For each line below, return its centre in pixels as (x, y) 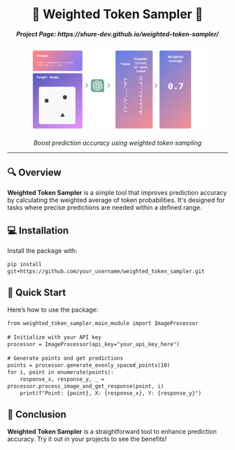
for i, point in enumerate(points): (60, 372)
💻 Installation (38, 230)
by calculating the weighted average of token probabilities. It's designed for (116, 200)
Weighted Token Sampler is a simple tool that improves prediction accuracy (117, 193)
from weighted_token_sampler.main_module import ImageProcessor (103, 323)
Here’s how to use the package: (53, 310)
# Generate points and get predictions (65, 358)
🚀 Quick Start (37, 293)
